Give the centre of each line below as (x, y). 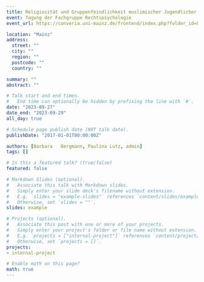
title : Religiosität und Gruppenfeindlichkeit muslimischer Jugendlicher (102, 12)
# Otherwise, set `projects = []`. (54, 241)
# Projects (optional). (36, 219)
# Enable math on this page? (43, 264)
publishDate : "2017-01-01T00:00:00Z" (54, 135)
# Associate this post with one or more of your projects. (85, 225)
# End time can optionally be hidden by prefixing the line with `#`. (100, 102)
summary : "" (21, 79)
